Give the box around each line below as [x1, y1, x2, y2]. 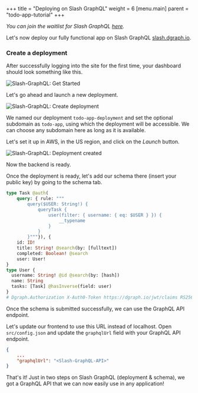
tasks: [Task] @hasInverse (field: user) [11, 283, 112, 290]
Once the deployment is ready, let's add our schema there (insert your [6, 172, 177, 179]
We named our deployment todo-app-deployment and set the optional [6, 114, 173, 122]
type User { [6, 267, 35, 273]
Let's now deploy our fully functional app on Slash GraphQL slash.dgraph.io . [6, 34, 192, 41]
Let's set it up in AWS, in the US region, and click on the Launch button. [6, 138, 180, 145]
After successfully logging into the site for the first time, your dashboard [6, 62, 181, 70]
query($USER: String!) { [27, 201, 88, 207]
